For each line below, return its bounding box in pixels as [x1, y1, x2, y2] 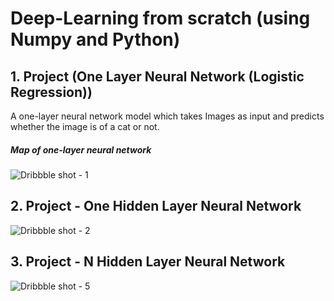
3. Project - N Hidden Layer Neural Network [10, 253, 286, 271]
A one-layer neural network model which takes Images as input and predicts [10, 110, 325, 122]
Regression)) [10, 83, 93, 101]
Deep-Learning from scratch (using [10, 7, 311, 30]
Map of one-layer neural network [10, 143, 152, 156]
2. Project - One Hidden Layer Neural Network [10, 198, 302, 215]
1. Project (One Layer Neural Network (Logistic [10, 68, 305, 85]
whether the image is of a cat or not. [10, 121, 160, 132]
